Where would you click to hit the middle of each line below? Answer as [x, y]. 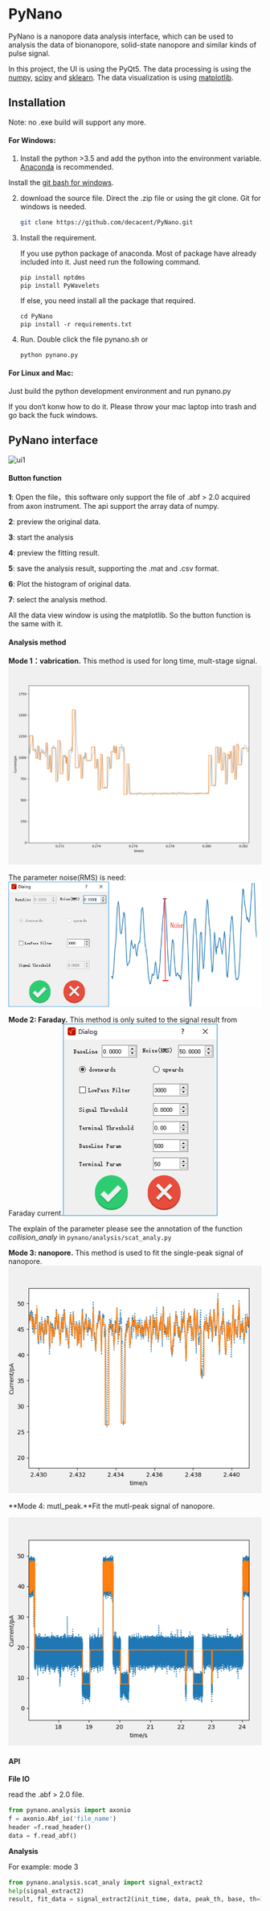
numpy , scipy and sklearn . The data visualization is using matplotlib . [121, 77]
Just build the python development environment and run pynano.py [120, 391]
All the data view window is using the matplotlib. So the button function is [130, 615]
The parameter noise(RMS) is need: [67, 877]
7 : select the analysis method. [58, 599]
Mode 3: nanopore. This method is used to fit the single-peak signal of [126, 1253]
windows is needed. [53, 207]
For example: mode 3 [43, 1867]
